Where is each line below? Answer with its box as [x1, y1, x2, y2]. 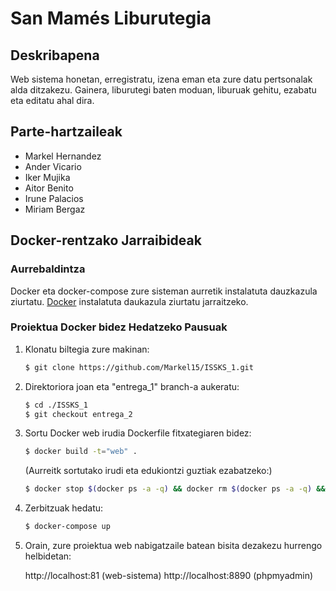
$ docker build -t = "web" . [24, 447, 138, 457]
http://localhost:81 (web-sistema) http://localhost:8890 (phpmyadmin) [24, 570, 314, 582]
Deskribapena [10, 47, 100, 64]
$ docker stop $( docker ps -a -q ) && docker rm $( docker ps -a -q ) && [24, 484, 326, 494]
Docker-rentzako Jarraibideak [10, 232, 202, 249]
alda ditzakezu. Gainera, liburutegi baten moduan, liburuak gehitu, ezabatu [10, 84, 317, 96]
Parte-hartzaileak [10, 123, 123, 141]
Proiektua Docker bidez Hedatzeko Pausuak [10, 320, 228, 334]
